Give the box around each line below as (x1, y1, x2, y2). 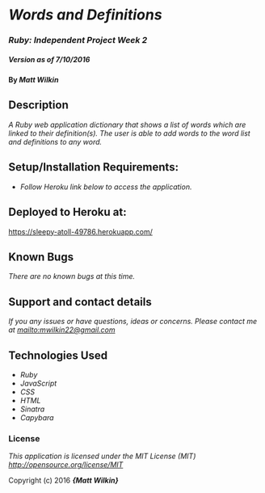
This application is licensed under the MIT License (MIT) (8, 451, 196, 461)
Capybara (19, 412, 54, 422)
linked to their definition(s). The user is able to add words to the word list (8, 128, 250, 138)
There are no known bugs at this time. (8, 272, 136, 281)
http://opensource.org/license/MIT (8, 460, 124, 470)
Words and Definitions (8, 6, 163, 24)
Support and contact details (8, 295, 152, 309)
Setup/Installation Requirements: (8, 160, 179, 175)
